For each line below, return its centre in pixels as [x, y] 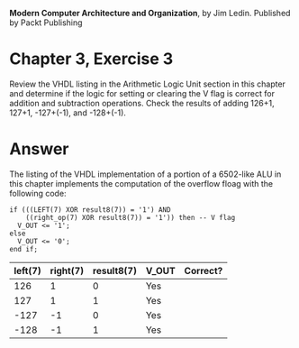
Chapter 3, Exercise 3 [91, 59]
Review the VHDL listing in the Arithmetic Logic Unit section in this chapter [148, 84]
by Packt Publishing [46, 23]
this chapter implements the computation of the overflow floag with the [141, 183]
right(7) [67, 270]
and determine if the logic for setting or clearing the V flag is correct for [142, 93]
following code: [38, 193]
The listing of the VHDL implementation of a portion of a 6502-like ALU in [145, 174]
